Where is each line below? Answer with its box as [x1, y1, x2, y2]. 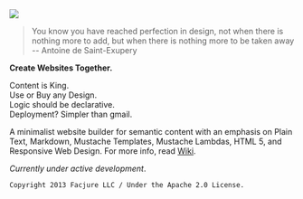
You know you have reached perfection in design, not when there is [31, 26, 284, 36]
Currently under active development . [9, 163, 147, 174]
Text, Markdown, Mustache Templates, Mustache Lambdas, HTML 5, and [9, 136, 282, 147]
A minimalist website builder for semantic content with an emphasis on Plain [9, 127, 293, 137]
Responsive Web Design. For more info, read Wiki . [9, 146, 196, 156]
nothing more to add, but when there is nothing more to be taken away [31, 35, 295, 46]
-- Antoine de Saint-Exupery [31, 45, 137, 55]
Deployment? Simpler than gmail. [9, 109, 133, 119]
